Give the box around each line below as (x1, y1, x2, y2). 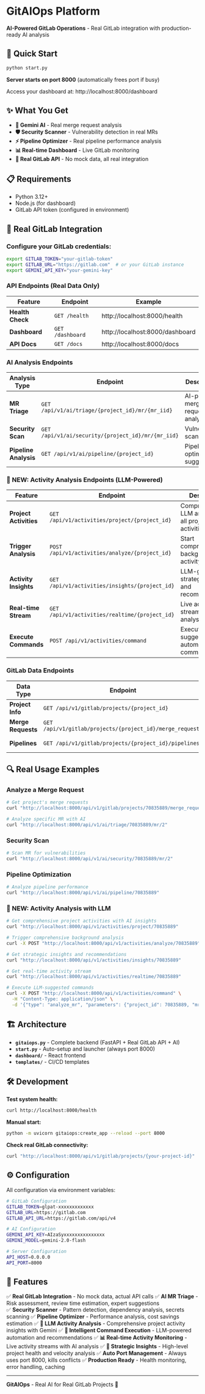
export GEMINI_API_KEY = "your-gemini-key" (6, 267, 113, 273)
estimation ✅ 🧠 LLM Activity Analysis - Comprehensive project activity (6, 1320, 185, 1328)
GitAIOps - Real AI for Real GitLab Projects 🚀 (6, 1381, 119, 1389)
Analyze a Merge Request (6, 786, 84, 794)
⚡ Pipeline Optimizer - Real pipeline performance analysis (15, 137, 162, 145)
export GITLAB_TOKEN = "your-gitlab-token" (6, 256, 113, 262)
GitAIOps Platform (6, 4, 101, 18)
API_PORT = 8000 (6, 1260, 43, 1266)
